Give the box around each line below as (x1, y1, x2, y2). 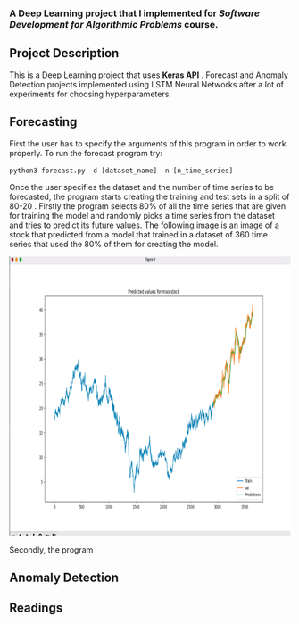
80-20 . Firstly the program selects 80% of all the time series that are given (9, 200, 287, 212)
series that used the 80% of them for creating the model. (9, 238, 219, 249)
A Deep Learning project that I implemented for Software (9, 7, 261, 20)
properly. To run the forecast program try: (9, 147, 163, 158)
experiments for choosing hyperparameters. (9, 88, 172, 99)
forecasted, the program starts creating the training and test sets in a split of (9, 191, 290, 202)
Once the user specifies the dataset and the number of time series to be (9, 181, 275, 192)
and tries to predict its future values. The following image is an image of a (9, 220, 279, 230)
